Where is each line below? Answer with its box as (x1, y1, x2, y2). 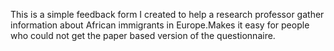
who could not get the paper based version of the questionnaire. (10, 30, 276, 41)
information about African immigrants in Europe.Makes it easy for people (10, 19, 310, 31)
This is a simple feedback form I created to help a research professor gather (10, 9, 325, 20)
